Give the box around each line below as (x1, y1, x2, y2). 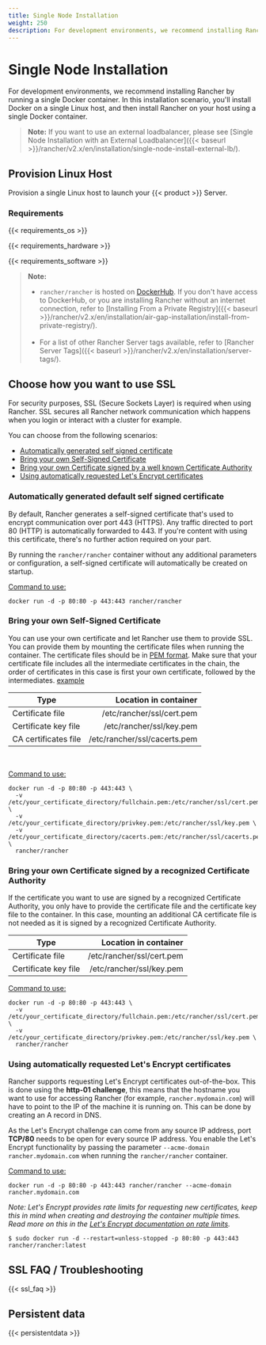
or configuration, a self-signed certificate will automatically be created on (8, 558, 248, 567)
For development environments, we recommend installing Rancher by (8, 86, 235, 96)
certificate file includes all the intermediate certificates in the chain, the (8, 658, 240, 668)
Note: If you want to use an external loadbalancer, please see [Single (27, 128, 253, 137)
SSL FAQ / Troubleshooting (8, 1263, 144, 1276)
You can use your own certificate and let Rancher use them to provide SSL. (8, 633, 253, 642)
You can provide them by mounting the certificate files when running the (8, 642, 245, 651)
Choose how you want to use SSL (8, 377, 177, 391)
